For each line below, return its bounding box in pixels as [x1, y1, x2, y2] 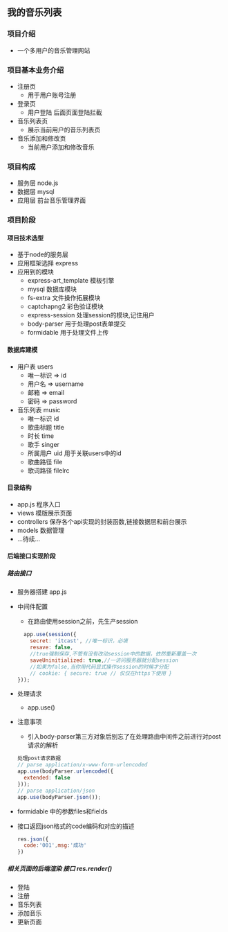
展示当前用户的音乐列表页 [27, 125, 101, 134]
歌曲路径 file [27, 457, 63, 466]
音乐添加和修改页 [17, 134, 66, 142]
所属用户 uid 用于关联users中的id [27, 449, 122, 457]
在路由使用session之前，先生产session [27, 617, 138, 626]
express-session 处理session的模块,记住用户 [27, 311, 155, 319]
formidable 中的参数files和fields [17, 807, 108, 816]
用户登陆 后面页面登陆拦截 [27, 108, 102, 116]
